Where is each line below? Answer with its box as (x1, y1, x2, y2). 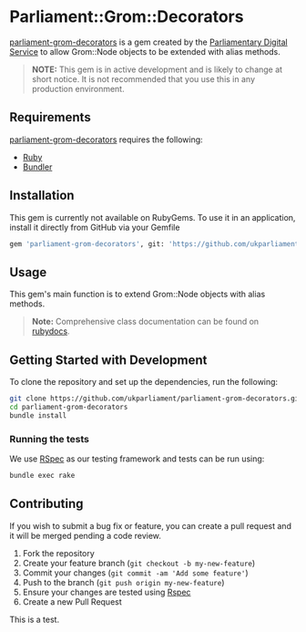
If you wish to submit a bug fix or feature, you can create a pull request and (9, 520, 291, 531)
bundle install (9, 410, 67, 420)
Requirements (9, 109, 91, 125)
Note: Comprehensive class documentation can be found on (31, 316, 260, 327)
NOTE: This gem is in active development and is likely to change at (31, 64, 283, 75)
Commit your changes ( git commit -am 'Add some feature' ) (22, 567, 249, 578)
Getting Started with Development (9, 352, 208, 368)
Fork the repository (22, 547, 96, 558)
